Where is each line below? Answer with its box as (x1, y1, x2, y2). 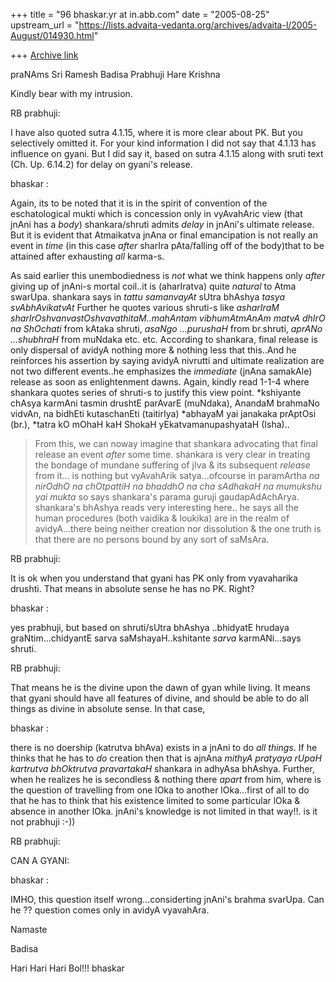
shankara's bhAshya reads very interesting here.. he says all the (34, 502, 300, 513)
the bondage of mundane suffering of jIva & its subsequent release (34, 459, 311, 471)
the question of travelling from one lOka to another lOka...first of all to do (10, 784, 310, 796)
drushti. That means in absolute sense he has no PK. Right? (10, 583, 255, 594)
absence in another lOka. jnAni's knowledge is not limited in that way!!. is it (10, 805, 318, 817)
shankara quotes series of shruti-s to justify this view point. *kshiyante (10, 387, 302, 398)
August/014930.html (10, 30, 95, 41)
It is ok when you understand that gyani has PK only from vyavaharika (10, 572, 298, 584)
